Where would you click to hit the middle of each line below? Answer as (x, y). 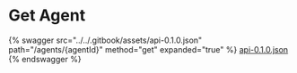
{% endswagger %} (45, 59)
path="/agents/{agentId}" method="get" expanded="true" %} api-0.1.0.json (148, 49)
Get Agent (47, 16)
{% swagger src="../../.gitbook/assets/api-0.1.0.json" (105, 40)
